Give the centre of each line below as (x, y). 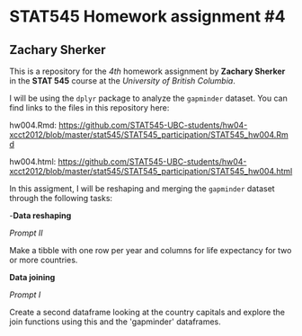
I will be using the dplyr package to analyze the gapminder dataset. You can (148, 98)
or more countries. (44, 260)
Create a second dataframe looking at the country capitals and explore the (147, 312)
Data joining (32, 277)
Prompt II (26, 233)
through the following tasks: (61, 198)
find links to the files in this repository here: (89, 108)
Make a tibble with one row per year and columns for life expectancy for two (151, 250)
